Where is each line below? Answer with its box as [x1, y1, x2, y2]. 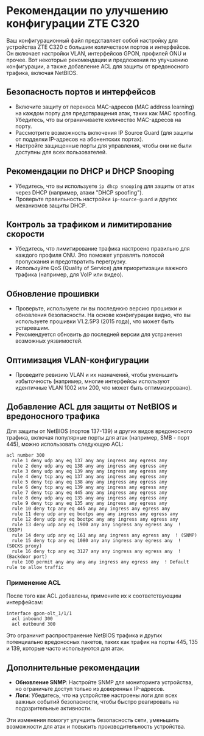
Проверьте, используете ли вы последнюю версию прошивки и [15, 305, 182, 312]
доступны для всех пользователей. [15, 148, 108, 155]
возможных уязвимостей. [15, 337, 83, 345]
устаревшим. [15, 324, 50, 332]
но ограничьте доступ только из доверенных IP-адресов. [15, 685, 165, 692]
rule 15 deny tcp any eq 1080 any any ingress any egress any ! [12, 537, 181, 543]
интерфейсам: [6, 599, 44, 606]
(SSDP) [6, 527, 23, 533]
